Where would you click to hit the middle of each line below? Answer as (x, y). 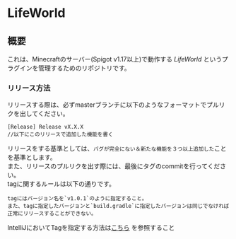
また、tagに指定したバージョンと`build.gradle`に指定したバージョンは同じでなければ (118, 206)
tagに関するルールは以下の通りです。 (61, 184)
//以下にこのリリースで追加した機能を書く (60, 135)
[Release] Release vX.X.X (45, 127)
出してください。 (44, 114)
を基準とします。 (32, 158)
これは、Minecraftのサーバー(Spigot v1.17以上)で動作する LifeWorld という (115, 59)
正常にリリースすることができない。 (52, 214)
